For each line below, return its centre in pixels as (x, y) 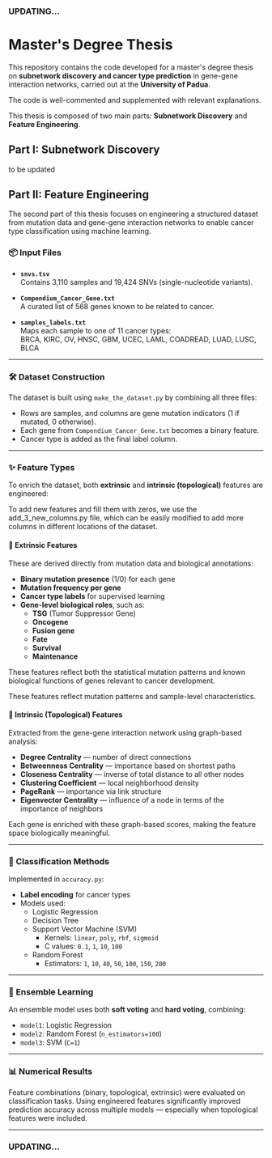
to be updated (32, 169)
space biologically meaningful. (59, 833)
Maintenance (55, 656)
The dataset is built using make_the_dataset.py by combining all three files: (133, 397)
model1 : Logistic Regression (66, 1025)
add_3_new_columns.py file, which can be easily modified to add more (126, 518)
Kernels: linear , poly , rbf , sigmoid (102, 938)
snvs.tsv (35, 274)
